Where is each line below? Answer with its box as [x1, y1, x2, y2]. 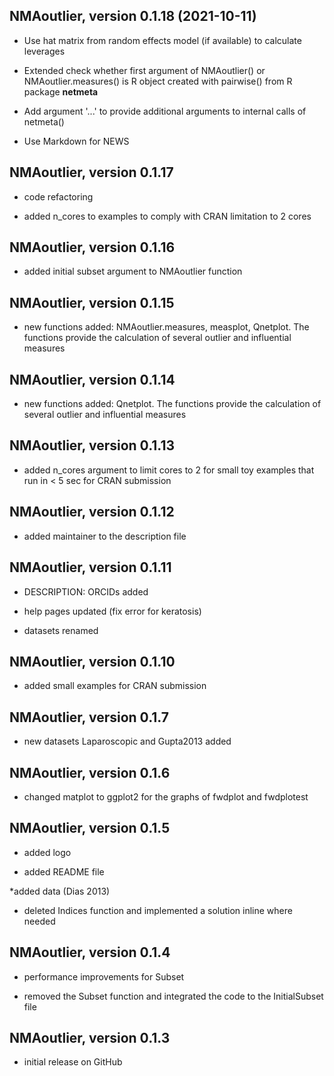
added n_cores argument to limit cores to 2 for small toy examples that [23, 464, 315, 476]
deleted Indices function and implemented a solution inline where [23, 904, 293, 916]
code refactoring [23, 190, 94, 203]
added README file [23, 865, 105, 878]
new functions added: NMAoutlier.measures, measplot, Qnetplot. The [23, 321, 310, 333]
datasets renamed [23, 624, 99, 636]
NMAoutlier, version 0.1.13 [9, 437, 176, 454]
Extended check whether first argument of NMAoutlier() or [23, 64, 266, 76]
